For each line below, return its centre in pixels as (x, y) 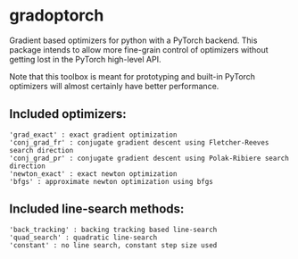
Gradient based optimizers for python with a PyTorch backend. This (133, 40)
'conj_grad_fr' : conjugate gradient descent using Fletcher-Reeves (139, 142)
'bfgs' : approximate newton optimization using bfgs (112, 181)
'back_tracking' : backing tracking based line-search (113, 230)
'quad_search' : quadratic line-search (83, 238)
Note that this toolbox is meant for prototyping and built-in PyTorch (132, 76)
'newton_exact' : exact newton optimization (93, 174)
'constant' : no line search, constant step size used (113, 245)
